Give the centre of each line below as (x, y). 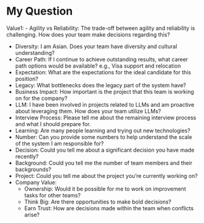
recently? (27, 156)
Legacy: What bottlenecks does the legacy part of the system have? (100, 85)
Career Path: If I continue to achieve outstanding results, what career (101, 59)
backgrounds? (33, 169)
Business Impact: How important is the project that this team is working (104, 91)
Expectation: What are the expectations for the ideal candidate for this (103, 72)
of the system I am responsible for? (59, 143)
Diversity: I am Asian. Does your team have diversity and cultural (96, 46)
